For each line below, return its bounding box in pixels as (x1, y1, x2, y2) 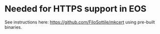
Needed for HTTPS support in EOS (4, 3, 147, 14)
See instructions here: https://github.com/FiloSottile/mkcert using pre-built (4, 19, 155, 25)
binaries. (4, 24, 23, 30)
